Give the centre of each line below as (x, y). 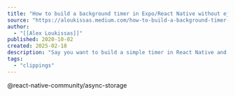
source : (19, 20)
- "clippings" (34, 65)
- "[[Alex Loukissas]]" (48, 33)
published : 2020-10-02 (40, 40)
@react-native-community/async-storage (67, 85)
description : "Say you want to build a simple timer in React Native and (117, 53)
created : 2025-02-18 (37, 46)
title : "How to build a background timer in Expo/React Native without (114, 14)
